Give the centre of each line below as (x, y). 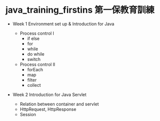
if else (33, 38)
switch (34, 59)
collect (34, 85)
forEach (35, 69)
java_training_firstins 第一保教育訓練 (80, 10)
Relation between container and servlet (59, 104)
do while (36, 54)
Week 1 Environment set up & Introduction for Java (63, 24)
